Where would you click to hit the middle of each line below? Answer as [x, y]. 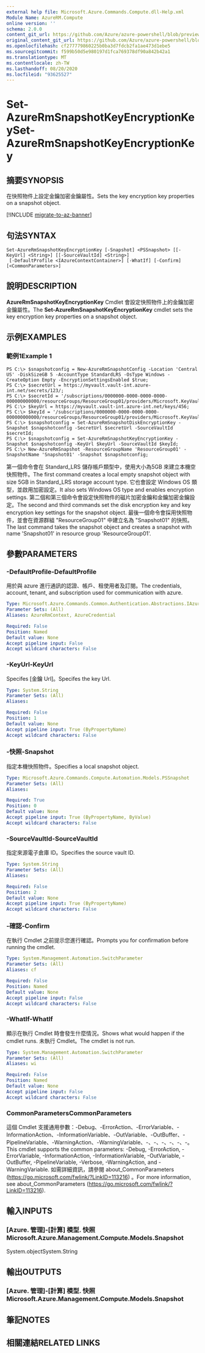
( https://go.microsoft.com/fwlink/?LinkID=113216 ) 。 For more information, [99, 1177]
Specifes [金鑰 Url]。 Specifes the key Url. [59, 678]
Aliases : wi [21, 1064]
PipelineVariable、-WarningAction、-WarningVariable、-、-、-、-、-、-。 [100, 1143]
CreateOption [23, 380]
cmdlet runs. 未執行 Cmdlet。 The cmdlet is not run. [71, 1041]
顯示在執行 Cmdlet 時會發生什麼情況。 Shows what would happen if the [95, 1033]
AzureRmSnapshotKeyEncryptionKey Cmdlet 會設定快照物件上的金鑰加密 [100, 302]
